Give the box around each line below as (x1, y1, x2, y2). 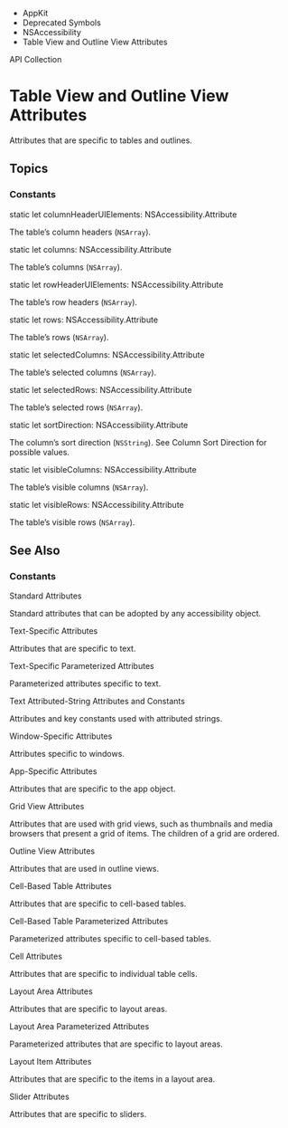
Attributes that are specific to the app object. (9, 783, 176, 795)
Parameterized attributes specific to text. (9, 678, 162, 689)
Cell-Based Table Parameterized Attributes (9, 916, 169, 927)
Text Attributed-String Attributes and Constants (9, 696, 185, 707)
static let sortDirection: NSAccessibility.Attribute (9, 419, 189, 430)
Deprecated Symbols (22, 17, 101, 28)
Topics (9, 161, 49, 177)
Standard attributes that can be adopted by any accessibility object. (9, 608, 262, 619)
